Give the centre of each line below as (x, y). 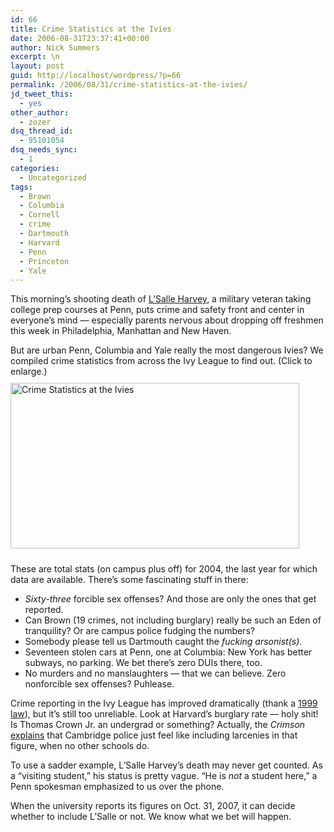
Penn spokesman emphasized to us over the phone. (117, 787)
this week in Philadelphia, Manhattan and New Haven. (121, 331)
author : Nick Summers (55, 47)
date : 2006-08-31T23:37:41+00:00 (80, 38)
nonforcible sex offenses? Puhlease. (99, 684)
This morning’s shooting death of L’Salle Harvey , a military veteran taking (161, 299)
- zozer (35, 122)
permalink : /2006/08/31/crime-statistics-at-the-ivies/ (129, 85)
